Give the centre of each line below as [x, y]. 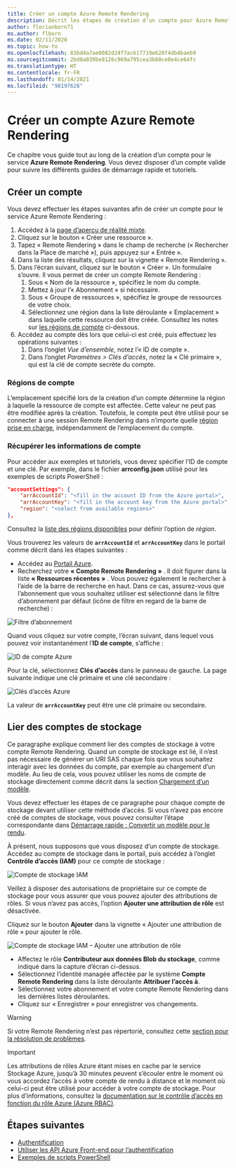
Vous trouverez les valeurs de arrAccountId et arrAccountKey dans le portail [117, 542]
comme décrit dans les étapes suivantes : [67, 550]
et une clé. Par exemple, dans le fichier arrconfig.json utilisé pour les [108, 469]
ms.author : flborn [34, 33]
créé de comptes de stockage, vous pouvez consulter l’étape [96, 817]
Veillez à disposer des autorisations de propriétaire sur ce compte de [107, 888]
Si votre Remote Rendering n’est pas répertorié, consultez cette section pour [118, 1031]
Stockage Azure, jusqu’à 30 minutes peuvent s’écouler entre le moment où [115, 1073]
